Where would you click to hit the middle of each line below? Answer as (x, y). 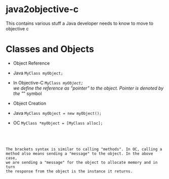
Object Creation (30, 103)
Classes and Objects (50, 49)
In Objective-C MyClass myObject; (48, 82)
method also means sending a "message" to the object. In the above (79, 153)
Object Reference (31, 63)
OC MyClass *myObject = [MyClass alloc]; (58, 123)
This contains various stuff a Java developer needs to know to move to (80, 23)
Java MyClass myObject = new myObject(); (57, 113)
